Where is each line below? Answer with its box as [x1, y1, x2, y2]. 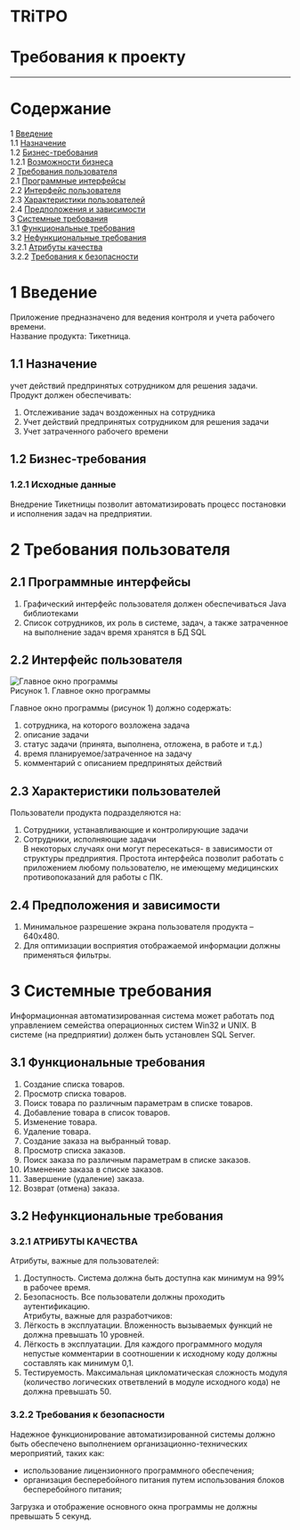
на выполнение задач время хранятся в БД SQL [22, 626, 207, 638]
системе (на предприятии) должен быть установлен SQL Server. [10, 1029, 256, 1039]
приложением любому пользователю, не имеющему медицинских [22, 862, 279, 874]
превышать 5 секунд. [10, 1510, 92, 1521]
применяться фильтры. [22, 949, 112, 960]
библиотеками [22, 607, 79, 618]
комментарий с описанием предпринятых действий [22, 758, 223, 769]
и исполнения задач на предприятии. [10, 508, 152, 518]
